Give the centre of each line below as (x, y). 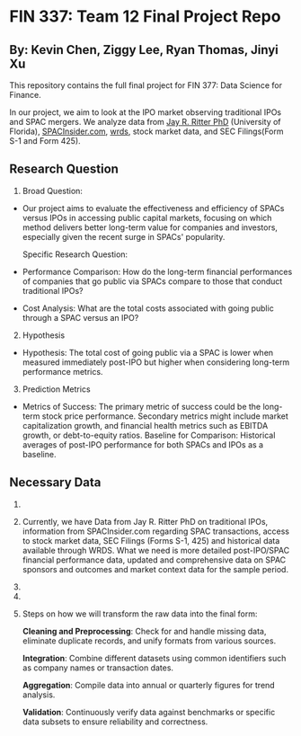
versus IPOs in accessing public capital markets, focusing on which (147, 217)
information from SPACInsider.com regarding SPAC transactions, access (156, 531)
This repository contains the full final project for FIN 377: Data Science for (146, 85)
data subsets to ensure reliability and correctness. (115, 722)
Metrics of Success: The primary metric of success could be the (142, 406)
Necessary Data (55, 483)
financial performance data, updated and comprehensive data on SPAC (154, 560)
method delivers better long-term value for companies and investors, (150, 227)
